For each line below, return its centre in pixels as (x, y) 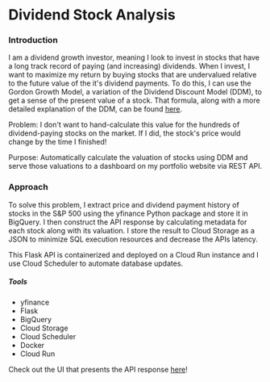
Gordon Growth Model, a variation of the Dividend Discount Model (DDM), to (135, 92)
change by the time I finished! (58, 142)
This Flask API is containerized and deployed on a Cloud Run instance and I (134, 254)
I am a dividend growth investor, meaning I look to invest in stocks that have (134, 57)
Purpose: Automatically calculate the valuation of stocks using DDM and (128, 157)
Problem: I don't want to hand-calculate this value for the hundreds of (124, 125)
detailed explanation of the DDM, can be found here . (96, 109)
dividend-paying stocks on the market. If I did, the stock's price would (125, 133)
